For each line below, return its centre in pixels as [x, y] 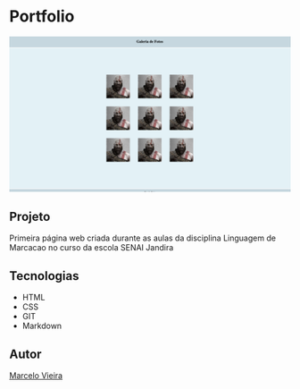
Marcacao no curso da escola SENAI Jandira [92, 248]
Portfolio [42, 17]
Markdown [42, 326]
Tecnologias [44, 276]
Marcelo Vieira [36, 375]
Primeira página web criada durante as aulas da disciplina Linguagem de [143, 238]
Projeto [30, 216]
